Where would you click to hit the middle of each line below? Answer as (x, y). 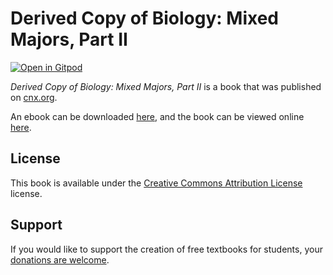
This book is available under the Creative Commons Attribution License (156, 183)
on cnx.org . (34, 97)
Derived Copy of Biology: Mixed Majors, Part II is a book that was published (166, 86)
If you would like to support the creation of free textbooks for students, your (166, 249)
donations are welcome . (60, 259)
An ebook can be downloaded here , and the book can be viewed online (157, 116)
